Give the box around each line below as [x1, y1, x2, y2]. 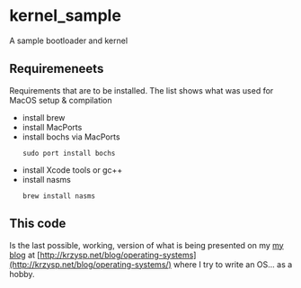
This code [9, 216, 66, 231]
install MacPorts [22, 121, 83, 132]
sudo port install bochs [22, 148, 116, 157]
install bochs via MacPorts [22, 131, 120, 142]
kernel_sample [9, 5, 121, 26]
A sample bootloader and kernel [9, 35, 128, 46]
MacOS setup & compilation [9, 94, 112, 105]
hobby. [9, 268, 35, 279]
